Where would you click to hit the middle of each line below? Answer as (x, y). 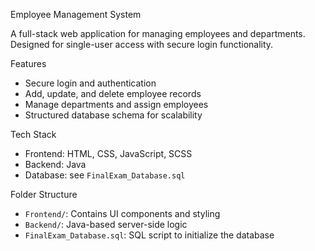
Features (28, 63)
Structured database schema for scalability (113, 115)
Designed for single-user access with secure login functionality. (142, 44)
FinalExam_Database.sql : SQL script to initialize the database (149, 235)
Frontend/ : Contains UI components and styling (122, 213)
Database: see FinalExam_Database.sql (105, 175)
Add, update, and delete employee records (113, 93)
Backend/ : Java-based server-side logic (106, 224)
